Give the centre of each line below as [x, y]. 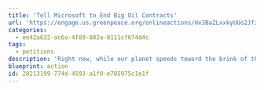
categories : [27, 30]
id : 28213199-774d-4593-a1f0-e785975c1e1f [79, 74]
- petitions [35, 52]
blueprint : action [38, 67]
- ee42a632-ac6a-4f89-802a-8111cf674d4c [82, 37]
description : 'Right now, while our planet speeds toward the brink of [128, 59]
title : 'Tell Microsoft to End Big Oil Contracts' [93, 15]
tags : [17, 45]
